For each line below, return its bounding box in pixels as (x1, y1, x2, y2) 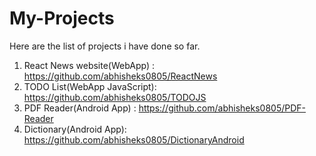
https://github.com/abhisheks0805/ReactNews (23, 70, 218, 82)
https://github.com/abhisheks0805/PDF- (138, 102, 306, 114)
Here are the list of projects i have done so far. (9, 40, 201, 52)
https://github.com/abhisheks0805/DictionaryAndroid (23, 133, 245, 146)
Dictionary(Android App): (23, 123, 127, 135)
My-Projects (9, 7, 115, 30)
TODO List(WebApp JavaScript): (23, 80, 157, 92)
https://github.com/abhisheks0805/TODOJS (23, 91, 207, 103)
